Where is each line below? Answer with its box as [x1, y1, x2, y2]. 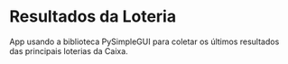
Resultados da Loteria [9, 6, 177, 27]
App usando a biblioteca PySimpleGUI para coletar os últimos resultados [9, 36, 280, 47]
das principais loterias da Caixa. [9, 45, 128, 56]
